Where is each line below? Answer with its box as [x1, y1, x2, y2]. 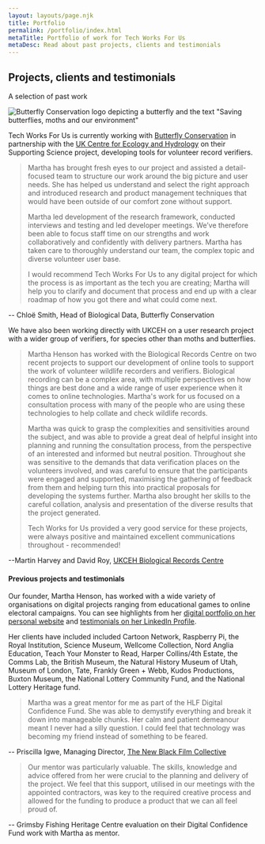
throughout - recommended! [27, 540, 121, 550]
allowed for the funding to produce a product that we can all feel [27, 796, 237, 806]
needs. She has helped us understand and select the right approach [27, 179, 250, 189]
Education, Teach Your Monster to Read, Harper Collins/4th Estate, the [8, 649, 239, 658]
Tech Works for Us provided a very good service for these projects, [27, 523, 248, 532]
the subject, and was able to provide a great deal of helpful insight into [27, 432, 258, 441]
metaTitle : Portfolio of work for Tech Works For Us [8, 33, 186, 42]
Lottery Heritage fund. [8, 683, 81, 692]
